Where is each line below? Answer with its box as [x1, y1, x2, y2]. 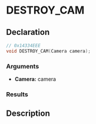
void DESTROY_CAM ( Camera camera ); [6, 48, 91, 54]
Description [6, 109, 50, 119]
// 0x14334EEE [6, 43, 41, 48]
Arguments [6, 62, 39, 70]
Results [6, 90, 28, 98]
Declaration [6, 27, 50, 37]
